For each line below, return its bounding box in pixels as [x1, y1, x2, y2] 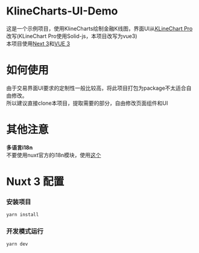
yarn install [6, 212, 39, 218]
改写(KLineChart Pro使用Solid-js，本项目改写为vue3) [6, 32, 137, 40]
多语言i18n [6, 143, 33, 151]
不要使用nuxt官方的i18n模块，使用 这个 [6, 151, 101, 158]
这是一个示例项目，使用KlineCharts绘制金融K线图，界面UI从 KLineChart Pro [6, 25, 193, 32]
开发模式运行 [6, 227, 44, 236]
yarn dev [6, 241, 28, 248]
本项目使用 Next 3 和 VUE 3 [6, 40, 71, 47]
